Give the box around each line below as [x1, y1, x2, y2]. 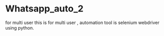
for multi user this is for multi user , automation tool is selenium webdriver [5, 19, 159, 25]
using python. [5, 24, 34, 30]
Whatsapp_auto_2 [5, 3, 84, 14]
